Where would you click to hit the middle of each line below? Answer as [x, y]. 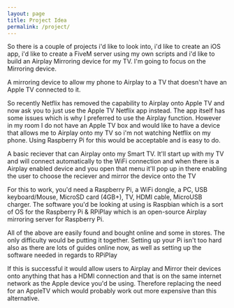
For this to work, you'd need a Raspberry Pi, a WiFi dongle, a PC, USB [108, 190]
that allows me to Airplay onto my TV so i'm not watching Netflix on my [109, 133]
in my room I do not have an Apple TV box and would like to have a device [114, 126]
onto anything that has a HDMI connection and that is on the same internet [115, 276]
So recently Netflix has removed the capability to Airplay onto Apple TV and [116, 103]
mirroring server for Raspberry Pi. [56, 219]
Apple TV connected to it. [44, 90]
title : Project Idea [37, 20]
